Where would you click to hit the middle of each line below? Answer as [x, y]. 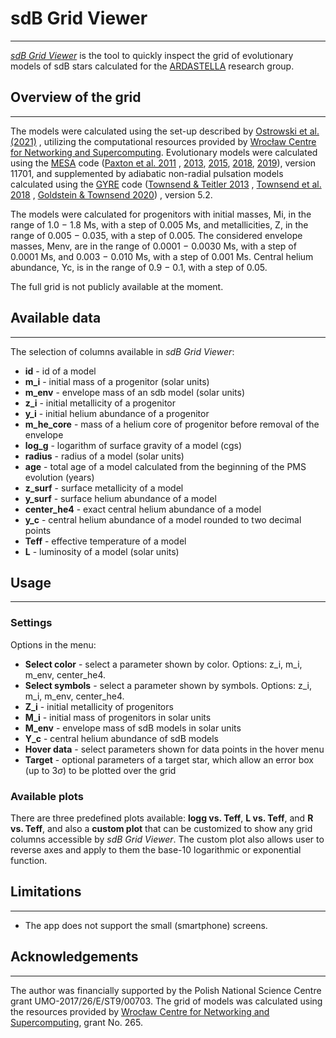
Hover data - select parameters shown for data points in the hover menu [174, 749]
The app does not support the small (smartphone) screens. [146, 925]
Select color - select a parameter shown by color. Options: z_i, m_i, [163, 664]
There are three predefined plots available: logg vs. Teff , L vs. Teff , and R [162, 818]
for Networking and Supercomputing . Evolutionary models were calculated [164, 152]
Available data [56, 318]
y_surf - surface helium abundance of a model [120, 498]
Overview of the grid [76, 97]
